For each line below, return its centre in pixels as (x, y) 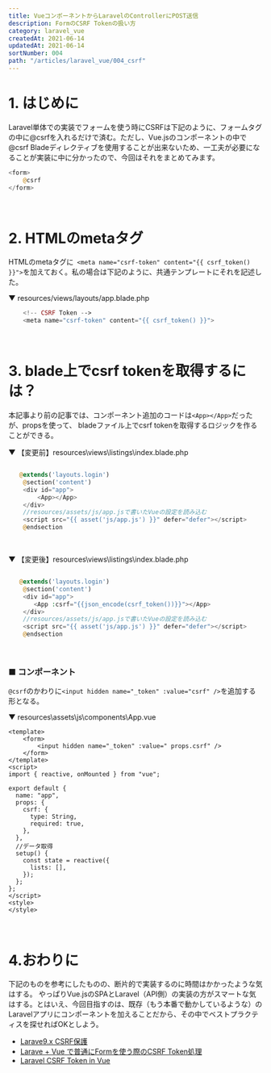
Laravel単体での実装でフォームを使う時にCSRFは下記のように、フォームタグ (135, 127)
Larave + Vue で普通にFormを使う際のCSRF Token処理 (111, 1052)
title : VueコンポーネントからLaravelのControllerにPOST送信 (104, 16)
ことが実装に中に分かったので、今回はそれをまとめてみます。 (117, 157)
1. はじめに (44, 104)
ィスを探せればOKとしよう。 (56, 1025)
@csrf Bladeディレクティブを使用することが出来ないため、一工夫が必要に (131, 147)
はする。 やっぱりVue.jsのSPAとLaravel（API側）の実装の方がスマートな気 (132, 994)
